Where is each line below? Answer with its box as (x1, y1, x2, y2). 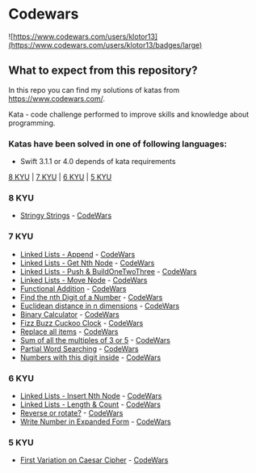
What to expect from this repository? (8, 64, 198, 78)
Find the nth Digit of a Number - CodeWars (19, 292, 163, 302)
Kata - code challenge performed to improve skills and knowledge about (8, 109, 250, 119)
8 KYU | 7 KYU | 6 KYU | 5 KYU (8, 172, 112, 182)
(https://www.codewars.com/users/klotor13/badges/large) (8, 40, 203, 49)
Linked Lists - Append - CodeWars (19, 249, 136, 259)
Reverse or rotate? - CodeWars (19, 408, 124, 417)
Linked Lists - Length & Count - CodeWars (19, 399, 162, 409)
